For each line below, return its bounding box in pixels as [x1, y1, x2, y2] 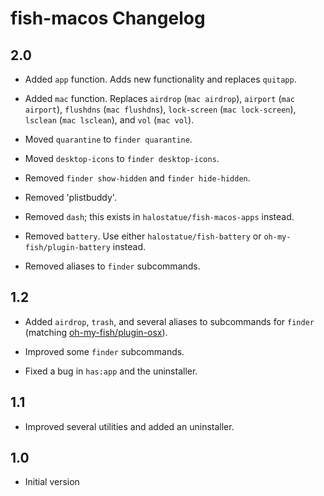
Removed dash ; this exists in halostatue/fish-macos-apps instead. [24, 211, 295, 222]
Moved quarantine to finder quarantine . [24, 133, 193, 145]
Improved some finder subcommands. [24, 345, 185, 357]
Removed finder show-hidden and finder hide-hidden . [24, 172, 251, 184]
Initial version [24, 476, 80, 488]
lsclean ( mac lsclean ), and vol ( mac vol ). [24, 114, 195, 126]
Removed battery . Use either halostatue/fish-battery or [24, 230, 262, 242]
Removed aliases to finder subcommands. [24, 260, 201, 272]
